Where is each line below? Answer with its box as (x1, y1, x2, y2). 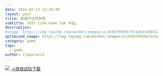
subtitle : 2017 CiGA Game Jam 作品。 (5, 20, 79, 26)
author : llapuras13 (5, 52, 45, 57)
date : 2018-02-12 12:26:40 (5, 7, 60, 12)
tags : (5, 43, 16, 48)
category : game (5, 39, 36, 44)
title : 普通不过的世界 (5, 16, 46, 21)
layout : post (5, 12, 32, 16)
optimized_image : (5, 34, 40, 39)
